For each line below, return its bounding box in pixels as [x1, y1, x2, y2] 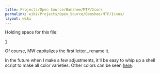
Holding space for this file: [5, 29, 58, 35]
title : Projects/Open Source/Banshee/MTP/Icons [5, 7, 103, 12]
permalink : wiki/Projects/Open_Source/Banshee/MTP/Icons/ [5, 12, 125, 16]
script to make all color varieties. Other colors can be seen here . [5, 62, 133, 68]
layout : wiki [5, 16, 32, 21]
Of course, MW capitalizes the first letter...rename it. [5, 48, 110, 54]
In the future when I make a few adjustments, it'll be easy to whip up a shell [5, 58, 155, 63]
